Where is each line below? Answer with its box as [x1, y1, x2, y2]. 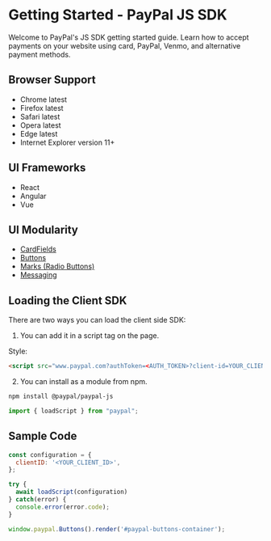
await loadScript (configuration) [15, 488, 128, 497]
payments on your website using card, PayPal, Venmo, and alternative [8, 40, 241, 50]
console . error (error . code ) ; [15, 503, 110, 511]
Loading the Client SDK [8, 294, 127, 307]
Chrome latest [19, 95, 67, 104]
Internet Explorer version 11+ [19, 137, 115, 147]
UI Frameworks [8, 161, 86, 175]
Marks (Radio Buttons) [19, 261, 95, 272]
